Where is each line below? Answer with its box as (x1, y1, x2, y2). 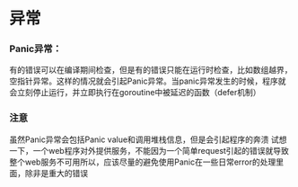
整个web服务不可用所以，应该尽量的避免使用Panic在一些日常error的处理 (9, 156, 276, 167)
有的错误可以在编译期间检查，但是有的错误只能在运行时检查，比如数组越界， (9, 65, 293, 76)
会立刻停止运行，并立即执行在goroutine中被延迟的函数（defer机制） (9, 87, 262, 98)
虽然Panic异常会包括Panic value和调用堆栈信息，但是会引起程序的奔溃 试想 (9, 134, 287, 145)
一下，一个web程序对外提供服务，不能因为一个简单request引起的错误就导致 (9, 145, 290, 156)
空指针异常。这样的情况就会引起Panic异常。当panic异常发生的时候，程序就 (9, 76, 286, 86)
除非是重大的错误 (24, 167, 88, 178)
